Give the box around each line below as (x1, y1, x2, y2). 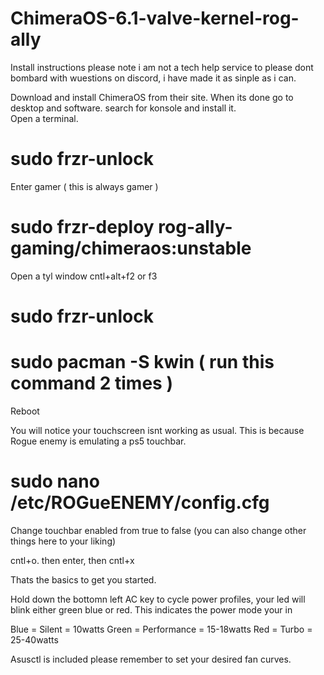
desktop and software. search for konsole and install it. (10, 102, 237, 114)
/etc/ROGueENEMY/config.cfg (10, 492, 270, 514)
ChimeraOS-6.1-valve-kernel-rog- (10, 7, 300, 30)
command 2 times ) (10, 372, 173, 395)
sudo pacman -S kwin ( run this (10, 351, 275, 374)
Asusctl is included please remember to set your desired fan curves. (10, 653, 292, 665)
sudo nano (10, 470, 100, 493)
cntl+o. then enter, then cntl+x (10, 554, 135, 566)
